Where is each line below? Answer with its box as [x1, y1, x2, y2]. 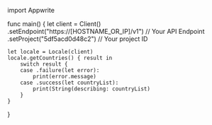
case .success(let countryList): [20, 79, 119, 86]
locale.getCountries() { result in [7, 54, 113, 61]
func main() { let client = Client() [7, 20, 101, 28]
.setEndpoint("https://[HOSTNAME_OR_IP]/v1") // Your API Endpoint [7, 28, 205, 35]
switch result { [20, 61, 69, 68]
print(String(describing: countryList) [33, 85, 151, 93]
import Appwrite [7, 6, 55, 14]
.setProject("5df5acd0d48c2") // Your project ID [7, 35, 148, 43]
